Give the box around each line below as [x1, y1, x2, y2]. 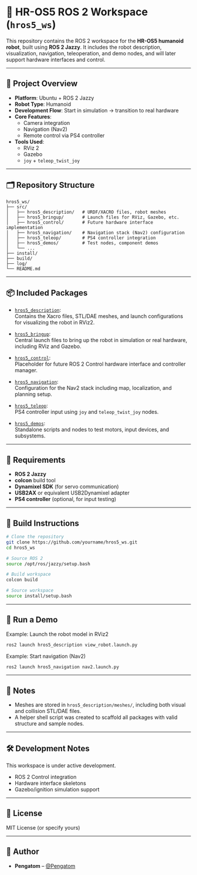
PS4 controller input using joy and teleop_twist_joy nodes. [14, 409, 159, 416]
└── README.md [6, 266, 41, 271]
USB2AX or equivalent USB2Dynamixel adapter [14, 489, 130, 496]
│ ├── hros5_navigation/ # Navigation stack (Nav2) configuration [6, 230, 185, 236]
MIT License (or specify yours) [6, 824, 80, 831]
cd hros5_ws [6, 545, 35, 551]
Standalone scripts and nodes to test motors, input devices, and [14, 426, 169, 433]
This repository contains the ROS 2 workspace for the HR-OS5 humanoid [6, 37, 184, 44]
